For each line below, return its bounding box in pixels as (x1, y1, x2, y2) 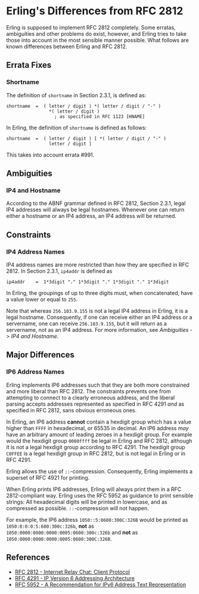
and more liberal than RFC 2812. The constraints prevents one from (6, 387, 171, 394)
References (6, 552, 50, 562)
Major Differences (6, 350, 74, 360)
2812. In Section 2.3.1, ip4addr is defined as (6, 268, 113, 275)
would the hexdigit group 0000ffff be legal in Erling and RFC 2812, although (6, 437, 192, 444)
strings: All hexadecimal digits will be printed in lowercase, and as (6, 498, 168, 505)
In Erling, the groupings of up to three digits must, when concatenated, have (6, 290, 193, 296)
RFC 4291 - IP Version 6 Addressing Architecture (14, 574, 135, 581)
